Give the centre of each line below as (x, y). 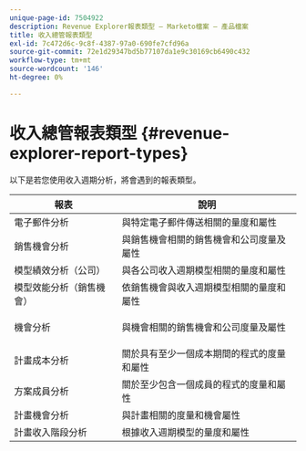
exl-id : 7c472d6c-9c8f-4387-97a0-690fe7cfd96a (99, 43)
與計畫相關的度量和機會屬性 (181, 414)
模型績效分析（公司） (60, 270)
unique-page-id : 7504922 (56, 18)
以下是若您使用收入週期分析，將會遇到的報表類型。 (105, 180)
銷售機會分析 (42, 246)
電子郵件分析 (42, 222)
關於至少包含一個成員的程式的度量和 (199, 384)
